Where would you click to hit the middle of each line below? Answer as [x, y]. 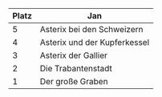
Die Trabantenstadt [76, 69]
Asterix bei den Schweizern [91, 29]
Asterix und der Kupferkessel [95, 42]
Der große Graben [74, 81]
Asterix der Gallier [74, 55]
